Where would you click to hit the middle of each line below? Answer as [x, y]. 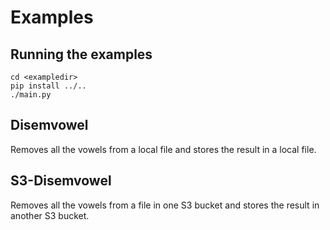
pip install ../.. [48, 86]
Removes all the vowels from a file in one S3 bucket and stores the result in [165, 205]
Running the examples [81, 54]
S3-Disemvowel [61, 181]
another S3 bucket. [50, 215]
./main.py [31, 95]
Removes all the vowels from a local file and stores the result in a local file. [163, 149]
